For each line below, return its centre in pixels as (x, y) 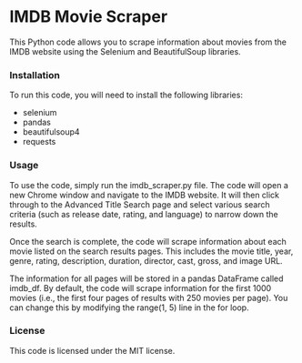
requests (39, 142)
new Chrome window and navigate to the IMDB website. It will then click (145, 195)
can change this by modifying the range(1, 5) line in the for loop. (129, 308)
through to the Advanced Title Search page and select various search (140, 204)
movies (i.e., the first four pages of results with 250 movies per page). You (149, 297)
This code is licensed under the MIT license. (92, 350)
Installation (35, 75)
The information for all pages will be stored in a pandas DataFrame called (146, 278)
